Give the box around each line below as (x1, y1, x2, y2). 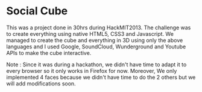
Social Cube (6, 4, 68, 18)
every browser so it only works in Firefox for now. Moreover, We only (6, 67, 177, 74)
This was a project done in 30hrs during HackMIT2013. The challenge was (6, 24, 191, 31)
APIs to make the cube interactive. (6, 49, 92, 56)
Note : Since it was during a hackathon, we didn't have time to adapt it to (6, 61, 187, 68)
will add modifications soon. (6, 79, 77, 87)
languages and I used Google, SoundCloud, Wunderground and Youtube (6, 43, 186, 50)
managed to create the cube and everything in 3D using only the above (6, 36, 183, 44)
